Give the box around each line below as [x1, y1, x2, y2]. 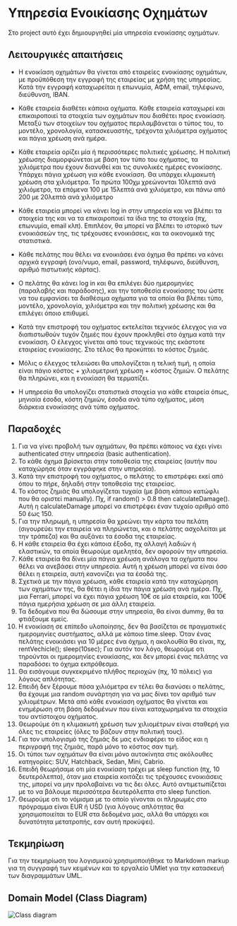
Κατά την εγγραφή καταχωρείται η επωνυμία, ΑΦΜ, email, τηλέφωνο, [18, 83, 225, 91]
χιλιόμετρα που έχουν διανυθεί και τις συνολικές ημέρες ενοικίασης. [18, 163, 223, 171]
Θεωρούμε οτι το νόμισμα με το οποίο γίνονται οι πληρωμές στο [18, 795, 207, 803]
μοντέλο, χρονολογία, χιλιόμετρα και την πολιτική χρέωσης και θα [18, 301, 216, 310]
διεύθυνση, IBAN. [18, 90, 70, 98]
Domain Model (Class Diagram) [8, 892, 147, 904]
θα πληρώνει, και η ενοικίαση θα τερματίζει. [18, 373, 150, 382]
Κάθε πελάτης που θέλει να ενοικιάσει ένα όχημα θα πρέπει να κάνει [18, 250, 224, 259]
